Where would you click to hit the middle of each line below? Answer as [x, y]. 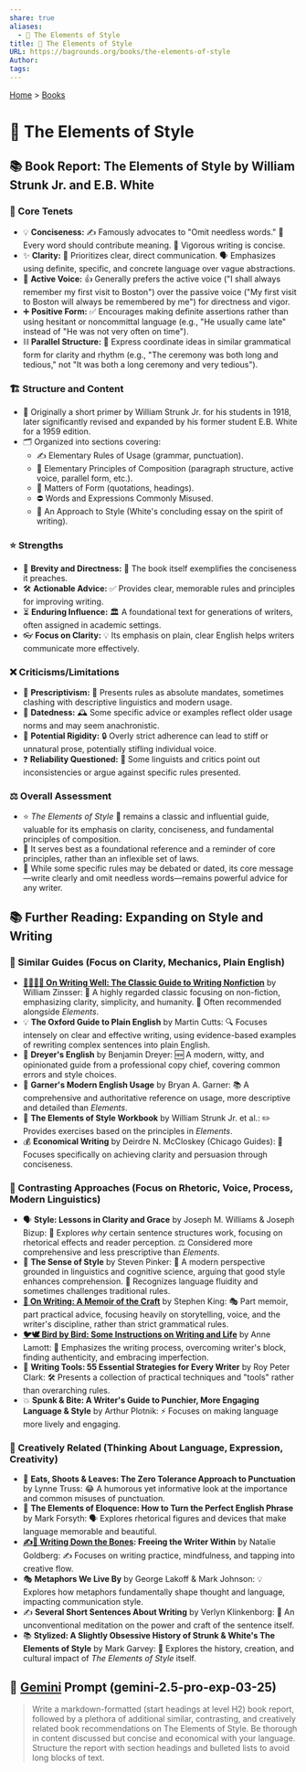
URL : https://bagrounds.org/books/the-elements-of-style [120, 52]
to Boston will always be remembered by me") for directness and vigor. [156, 302]
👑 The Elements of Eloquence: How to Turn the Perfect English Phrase [158, 1508]
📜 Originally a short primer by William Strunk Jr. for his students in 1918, [157, 412]
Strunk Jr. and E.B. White [82, 185]
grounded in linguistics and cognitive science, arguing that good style [154, 1271]
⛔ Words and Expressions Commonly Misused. [125, 498]
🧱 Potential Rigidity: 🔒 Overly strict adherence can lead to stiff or [145, 736]
